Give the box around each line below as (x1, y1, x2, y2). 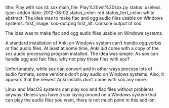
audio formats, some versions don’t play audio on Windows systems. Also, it (5, 71, 164, 77)
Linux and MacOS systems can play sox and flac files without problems (5, 86, 154, 92)
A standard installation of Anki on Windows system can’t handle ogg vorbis (5, 40, 162, 46)
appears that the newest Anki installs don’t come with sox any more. (5, 77, 148, 82)
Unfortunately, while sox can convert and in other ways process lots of (5, 66, 153, 72)
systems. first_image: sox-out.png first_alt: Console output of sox (5, 20, 142, 26)
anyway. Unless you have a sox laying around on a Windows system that (5, 92, 157, 97)
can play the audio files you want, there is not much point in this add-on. (5, 97, 156, 103)
